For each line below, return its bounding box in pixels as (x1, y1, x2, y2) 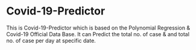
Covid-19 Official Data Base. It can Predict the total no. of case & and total (6, 30, 190, 37)
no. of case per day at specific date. (6, 37, 96, 44)
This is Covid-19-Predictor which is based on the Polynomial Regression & (6, 24, 191, 31)
